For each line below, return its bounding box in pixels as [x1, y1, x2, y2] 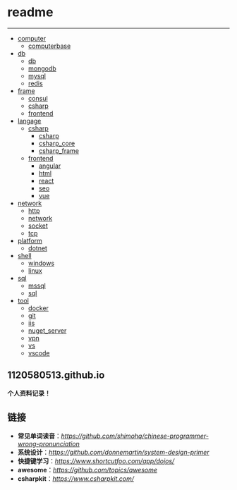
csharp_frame [38, 146, 80, 155]
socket [28, 221, 48, 230]
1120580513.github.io [7, 369, 105, 381]
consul [28, 94, 48, 102]
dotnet [28, 244, 48, 252]
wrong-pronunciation [17, 439, 80, 448]
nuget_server [28, 326, 67, 335]
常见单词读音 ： [17, 431, 61, 440]
